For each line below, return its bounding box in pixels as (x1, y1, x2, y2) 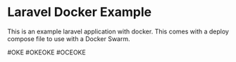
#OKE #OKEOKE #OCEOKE (7, 48, 86, 56)
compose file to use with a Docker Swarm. (7, 34, 130, 42)
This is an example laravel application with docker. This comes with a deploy (7, 27, 229, 36)
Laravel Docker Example (7, 4, 152, 20)
